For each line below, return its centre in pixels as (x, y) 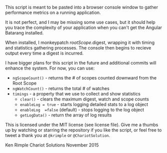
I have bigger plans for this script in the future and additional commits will (81, 63)
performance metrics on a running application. (53, 12)
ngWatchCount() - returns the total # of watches (61, 88)
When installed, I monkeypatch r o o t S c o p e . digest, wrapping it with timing (80, 42)
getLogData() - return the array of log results (66, 115)
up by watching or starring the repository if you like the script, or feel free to (83, 130)
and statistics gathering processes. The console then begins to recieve (78, 48)
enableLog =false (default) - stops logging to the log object (82, 110)
